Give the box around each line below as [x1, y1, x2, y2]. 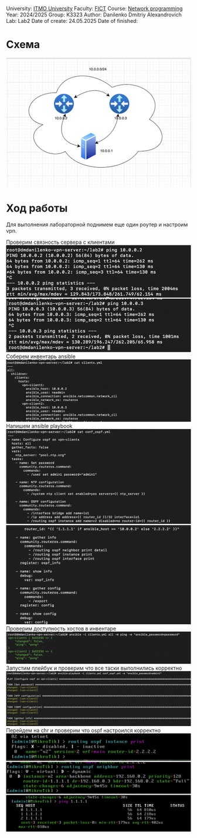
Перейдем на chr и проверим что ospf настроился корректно [6, 727, 161, 734]
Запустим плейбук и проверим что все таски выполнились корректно [6, 665, 182, 672]
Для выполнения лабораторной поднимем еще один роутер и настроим [6, 221, 188, 228]
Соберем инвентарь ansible [6, 353, 76, 360]
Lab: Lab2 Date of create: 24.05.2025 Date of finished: [6, 18, 138, 24]
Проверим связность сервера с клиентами [6, 239, 115, 246]
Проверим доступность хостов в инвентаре [6, 625, 116, 632]
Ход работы [6, 202, 68, 215]
